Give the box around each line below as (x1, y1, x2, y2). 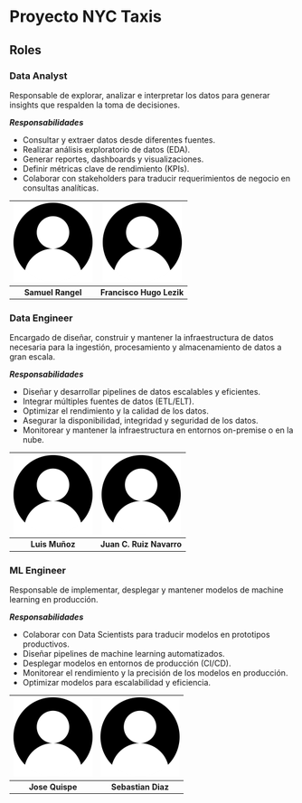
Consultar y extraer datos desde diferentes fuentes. (22, 134, 215, 145)
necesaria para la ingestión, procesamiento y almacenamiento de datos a (9, 341, 282, 353)
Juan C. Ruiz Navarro (100, 539, 183, 550)
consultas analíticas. (22, 182, 99, 193)
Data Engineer (9, 312, 73, 324)
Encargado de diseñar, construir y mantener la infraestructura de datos (9, 332, 274, 343)
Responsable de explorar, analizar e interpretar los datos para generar (9, 89, 270, 100)
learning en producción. (9, 593, 99, 604)
